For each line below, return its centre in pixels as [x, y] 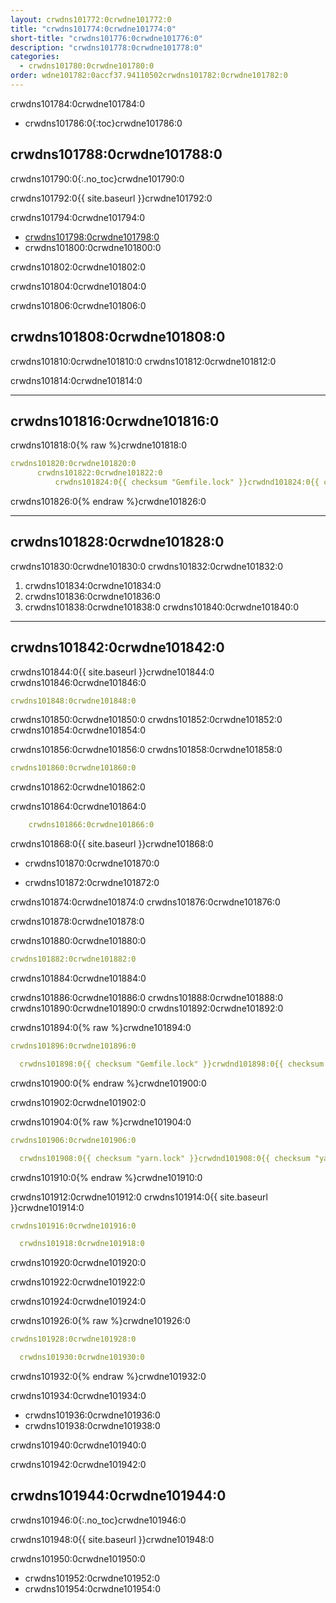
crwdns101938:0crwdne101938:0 [92, 1426]
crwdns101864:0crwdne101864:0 [78, 807]
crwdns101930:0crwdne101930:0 [82, 1357]
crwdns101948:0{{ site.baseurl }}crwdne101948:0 [112, 1539]
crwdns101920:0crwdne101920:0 [78, 1263]
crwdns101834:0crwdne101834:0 [93, 585]
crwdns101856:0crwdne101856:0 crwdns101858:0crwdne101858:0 [146, 750]
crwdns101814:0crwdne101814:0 [76, 380]
